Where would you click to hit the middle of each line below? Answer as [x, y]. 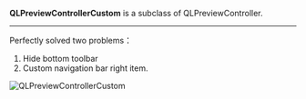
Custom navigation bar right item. [85, 68]
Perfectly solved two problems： [71, 40]
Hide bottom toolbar [60, 59]
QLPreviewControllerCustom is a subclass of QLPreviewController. [136, 13]
